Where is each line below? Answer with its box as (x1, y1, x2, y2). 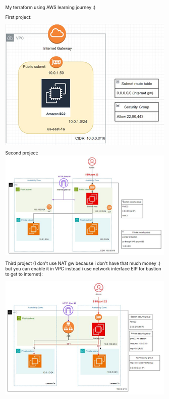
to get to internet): (5, 271, 43, 277)
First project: (5, 14, 32, 20)
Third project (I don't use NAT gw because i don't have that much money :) (5, 260, 160, 266)
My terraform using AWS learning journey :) (5, 5, 96, 10)
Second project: (5, 150, 39, 156)
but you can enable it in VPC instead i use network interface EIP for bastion (5, 266, 161, 272)
